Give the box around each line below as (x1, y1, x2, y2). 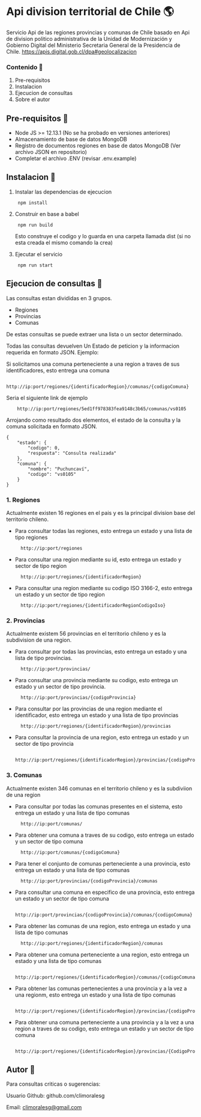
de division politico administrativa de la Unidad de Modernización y (6, 35, 172, 42)
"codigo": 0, (28, 445, 61, 451)
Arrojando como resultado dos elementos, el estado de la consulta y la (6, 416, 181, 423)
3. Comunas (6, 771, 43, 780)
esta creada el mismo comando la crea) (14, 239, 113, 246)
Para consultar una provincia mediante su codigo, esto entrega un (14, 677, 178, 684)
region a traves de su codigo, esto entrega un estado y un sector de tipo (14, 1025, 194, 1032)
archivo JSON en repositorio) (14, 149, 87, 156)
